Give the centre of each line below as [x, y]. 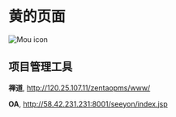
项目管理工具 [41, 67]
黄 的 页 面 [37, 17]
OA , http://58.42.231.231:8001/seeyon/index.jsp [88, 104]
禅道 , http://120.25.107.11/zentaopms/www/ [79, 88]
